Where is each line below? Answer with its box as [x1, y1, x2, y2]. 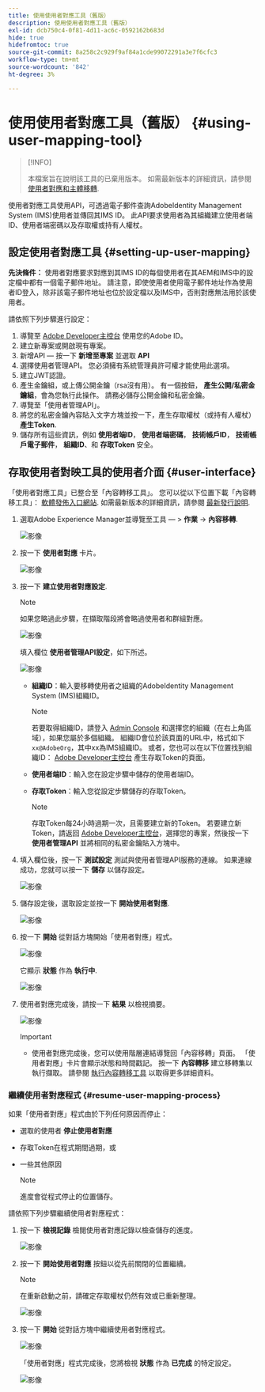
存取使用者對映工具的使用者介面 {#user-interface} [8, 465, 256, 478]
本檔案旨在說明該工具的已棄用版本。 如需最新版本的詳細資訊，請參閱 [27, 173, 252, 183]
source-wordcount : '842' [8, 63, 90, 71]
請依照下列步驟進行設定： [8, 314, 92, 324]
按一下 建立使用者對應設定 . [19, 582, 108, 592]
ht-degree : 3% [8, 70, 55, 78]
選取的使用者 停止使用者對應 [19, 1126, 112, 1136]
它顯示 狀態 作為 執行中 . [19, 966, 97, 975]
